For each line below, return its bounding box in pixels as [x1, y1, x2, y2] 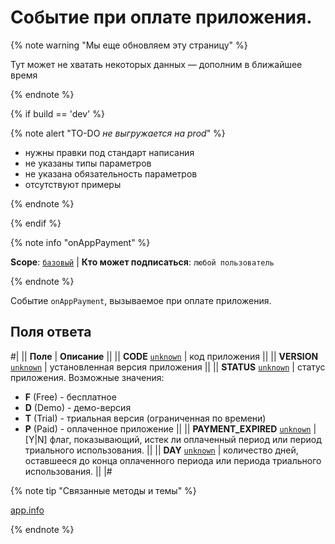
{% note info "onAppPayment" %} [10, 236, 151, 248]
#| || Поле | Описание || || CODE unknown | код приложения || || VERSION [10, 350, 319, 362]
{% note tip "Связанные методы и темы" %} [10, 484, 197, 496]
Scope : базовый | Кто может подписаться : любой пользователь [10, 256, 275, 268]
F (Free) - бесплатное [24, 391, 117, 403]
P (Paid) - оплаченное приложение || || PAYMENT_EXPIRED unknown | [24, 422, 317, 435]
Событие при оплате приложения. [10, 6, 313, 29]
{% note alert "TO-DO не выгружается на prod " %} [10, 127, 226, 139]
